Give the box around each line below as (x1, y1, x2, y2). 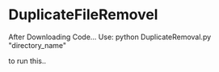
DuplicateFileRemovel (8, 6, 158, 24)
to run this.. (8, 56, 47, 66)
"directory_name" (8, 40, 67, 50)
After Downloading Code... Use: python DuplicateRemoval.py (8, 32, 212, 42)
